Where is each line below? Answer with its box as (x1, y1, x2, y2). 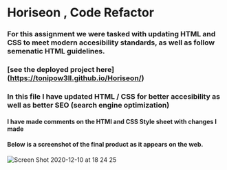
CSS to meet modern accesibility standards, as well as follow (7, 38, 215, 47)
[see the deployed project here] (7, 65, 115, 75)
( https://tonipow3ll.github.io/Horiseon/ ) (7, 73, 144, 83)
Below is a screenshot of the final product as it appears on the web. (7, 141, 204, 149)
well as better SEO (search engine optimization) (7, 100, 170, 110)
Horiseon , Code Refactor (7, 5, 155, 21)
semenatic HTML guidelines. (7, 47, 105, 56)
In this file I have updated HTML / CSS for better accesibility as (7, 91, 220, 101)
